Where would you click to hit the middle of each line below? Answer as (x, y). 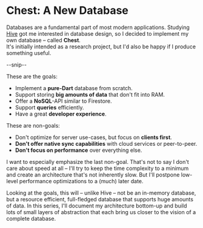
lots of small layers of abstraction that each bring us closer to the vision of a (101, 212)
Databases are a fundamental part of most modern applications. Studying (98, 27)
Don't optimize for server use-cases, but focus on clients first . (94, 137)
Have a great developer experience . (61, 114)
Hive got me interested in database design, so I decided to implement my (98, 33)
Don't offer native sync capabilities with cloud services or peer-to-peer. (106, 143)
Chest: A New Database (68, 11)
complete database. (31, 218)
